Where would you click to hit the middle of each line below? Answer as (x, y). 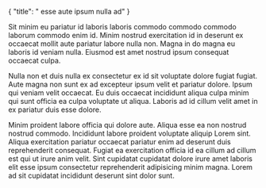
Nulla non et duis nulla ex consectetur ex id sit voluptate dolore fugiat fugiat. (133, 76)
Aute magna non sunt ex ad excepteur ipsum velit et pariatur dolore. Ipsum (130, 84)
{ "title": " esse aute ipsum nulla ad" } (69, 12)
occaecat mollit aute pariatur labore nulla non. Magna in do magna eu (122, 44)
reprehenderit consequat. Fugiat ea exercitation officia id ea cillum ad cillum (132, 150)
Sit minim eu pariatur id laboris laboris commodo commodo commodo (122, 27)
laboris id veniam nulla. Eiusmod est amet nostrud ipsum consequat (119, 52)
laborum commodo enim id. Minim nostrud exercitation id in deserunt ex (126, 35)
